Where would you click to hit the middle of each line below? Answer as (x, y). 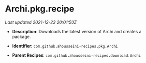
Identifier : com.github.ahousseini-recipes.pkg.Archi (65, 46)
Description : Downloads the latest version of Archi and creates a (77, 31)
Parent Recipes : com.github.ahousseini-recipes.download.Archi (76, 55)
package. (21, 37)
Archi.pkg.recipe (40, 9)
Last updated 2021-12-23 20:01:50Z (41, 22)
